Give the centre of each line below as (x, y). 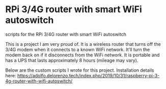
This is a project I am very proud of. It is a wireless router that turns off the (83, 44)
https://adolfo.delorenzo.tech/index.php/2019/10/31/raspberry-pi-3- (88, 75)
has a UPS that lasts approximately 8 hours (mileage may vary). (72, 60)
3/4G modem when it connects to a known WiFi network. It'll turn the (78, 49)
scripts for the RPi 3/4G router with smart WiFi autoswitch (66, 34)
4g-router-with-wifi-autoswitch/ (39, 81)
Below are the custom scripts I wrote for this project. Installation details (80, 70)
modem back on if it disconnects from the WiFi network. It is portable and (82, 55)
